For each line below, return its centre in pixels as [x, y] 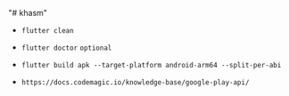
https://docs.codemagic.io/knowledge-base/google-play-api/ [135, 83]
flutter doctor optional [66, 48]
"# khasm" [28, 13]
